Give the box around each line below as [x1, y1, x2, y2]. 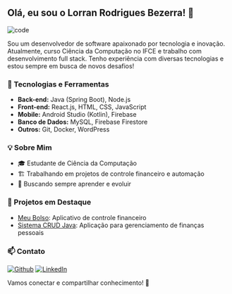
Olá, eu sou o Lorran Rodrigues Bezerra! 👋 [7, 7, 195, 19]
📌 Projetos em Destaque [7, 198, 92, 207]
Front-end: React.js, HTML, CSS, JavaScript [17, 103, 147, 111]
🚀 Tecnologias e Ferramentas [7, 79, 109, 89]
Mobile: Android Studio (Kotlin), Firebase [17, 110, 137, 119]
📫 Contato [7, 246, 46, 256]
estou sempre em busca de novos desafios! [7, 61, 135, 70]
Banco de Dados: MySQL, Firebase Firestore [17, 117, 148, 127]
